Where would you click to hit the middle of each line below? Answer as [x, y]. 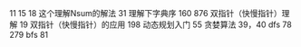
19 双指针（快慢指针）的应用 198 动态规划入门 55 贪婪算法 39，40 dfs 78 [155, 24]
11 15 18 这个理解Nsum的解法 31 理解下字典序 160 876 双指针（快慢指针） [146, 13]
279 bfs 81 [29, 35]
